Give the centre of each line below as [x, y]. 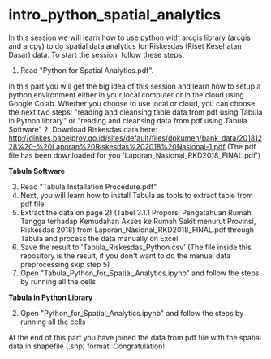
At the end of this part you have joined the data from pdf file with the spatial [135, 337]
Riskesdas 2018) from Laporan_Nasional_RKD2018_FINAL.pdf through [137, 230]
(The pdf [242, 146]
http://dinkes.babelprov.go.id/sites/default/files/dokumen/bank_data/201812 [135, 138]
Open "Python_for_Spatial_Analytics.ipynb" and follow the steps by [132, 313]
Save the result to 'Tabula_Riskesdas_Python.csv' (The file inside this [135, 247]
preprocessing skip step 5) [65, 264]
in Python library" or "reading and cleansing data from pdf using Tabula [128, 120]
